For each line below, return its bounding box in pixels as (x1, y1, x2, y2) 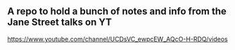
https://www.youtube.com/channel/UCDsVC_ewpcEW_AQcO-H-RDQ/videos (7, 35, 229, 43)
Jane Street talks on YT (7, 17, 113, 28)
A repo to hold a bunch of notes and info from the (7, 6, 227, 17)
